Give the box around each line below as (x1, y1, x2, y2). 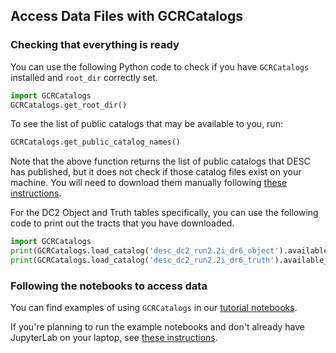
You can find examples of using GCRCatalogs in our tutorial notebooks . (10, 302, 298, 314)
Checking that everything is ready (10, 38, 180, 52)
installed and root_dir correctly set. (10, 71, 158, 83)
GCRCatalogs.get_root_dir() (10, 100, 128, 110)
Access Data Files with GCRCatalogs (10, 8, 243, 25)
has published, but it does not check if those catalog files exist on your (10, 166, 302, 178)
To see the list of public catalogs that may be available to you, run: (10, 118, 283, 130)
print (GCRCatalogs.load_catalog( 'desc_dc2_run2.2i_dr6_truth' (10, 255, 275, 266)
